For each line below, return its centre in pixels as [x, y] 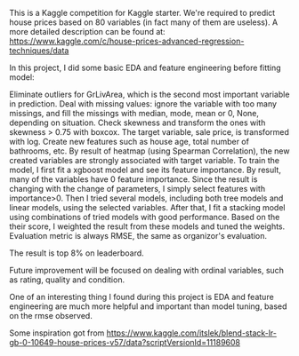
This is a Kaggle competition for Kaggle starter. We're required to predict [142, 13]
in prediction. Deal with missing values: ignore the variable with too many [143, 104]
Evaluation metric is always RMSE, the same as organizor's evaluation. [138, 236]
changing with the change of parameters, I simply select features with [137, 189]
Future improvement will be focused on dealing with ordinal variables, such [147, 270]
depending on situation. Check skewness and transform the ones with [137, 123]
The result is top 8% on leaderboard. [77, 253]
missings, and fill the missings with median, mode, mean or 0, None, [134, 113]
